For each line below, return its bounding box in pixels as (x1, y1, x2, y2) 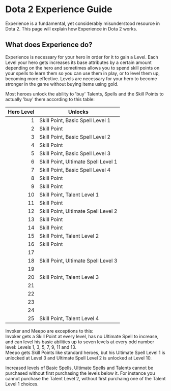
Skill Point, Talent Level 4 (39, 315, 99, 322)
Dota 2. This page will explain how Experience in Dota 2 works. (5, 25, 137, 31)
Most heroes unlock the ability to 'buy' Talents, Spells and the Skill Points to (5, 90, 164, 97)
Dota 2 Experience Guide (5, 4, 112, 15)
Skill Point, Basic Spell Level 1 (39, 117, 111, 124)
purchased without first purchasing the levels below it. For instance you (5, 370, 155, 376)
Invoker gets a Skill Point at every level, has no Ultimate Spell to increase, (5, 333, 159, 339)
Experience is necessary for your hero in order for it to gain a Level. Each (5, 54, 159, 60)
